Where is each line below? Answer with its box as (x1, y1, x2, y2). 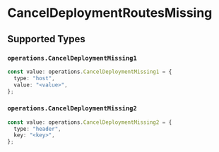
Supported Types (7, 33, 86, 45)
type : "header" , (13, 125, 61, 132)
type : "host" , (13, 75, 55, 82)
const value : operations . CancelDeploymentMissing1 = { (7, 68, 172, 75)
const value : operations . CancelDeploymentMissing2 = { (7, 118, 172, 126)
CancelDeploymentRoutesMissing (7, 5, 213, 21)
